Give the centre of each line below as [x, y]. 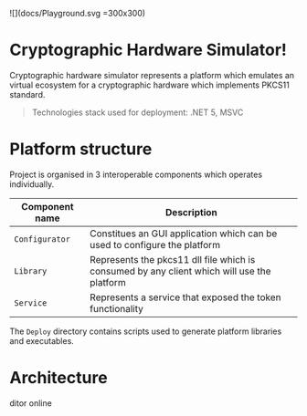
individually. [32, 184]
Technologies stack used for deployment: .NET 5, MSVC [138, 112]
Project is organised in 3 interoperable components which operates [136, 174]
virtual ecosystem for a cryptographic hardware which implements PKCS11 [149, 85]
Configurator [42, 239]
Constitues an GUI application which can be [184, 234]
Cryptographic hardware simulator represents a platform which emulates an [152, 75]
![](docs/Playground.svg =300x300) [78, 13]
